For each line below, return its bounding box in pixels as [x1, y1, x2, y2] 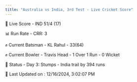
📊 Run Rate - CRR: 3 [5, 30, 48, 36]
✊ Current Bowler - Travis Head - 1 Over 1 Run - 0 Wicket [5, 52, 120, 57]
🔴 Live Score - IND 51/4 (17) [5, 21, 62, 27]
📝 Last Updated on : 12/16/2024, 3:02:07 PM [5, 71, 95, 77]
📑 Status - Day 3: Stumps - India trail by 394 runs [5, 61, 105, 67]
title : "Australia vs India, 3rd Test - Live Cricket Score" [5, 7, 134, 12]
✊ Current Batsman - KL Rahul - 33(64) [5, 42, 84, 48]
